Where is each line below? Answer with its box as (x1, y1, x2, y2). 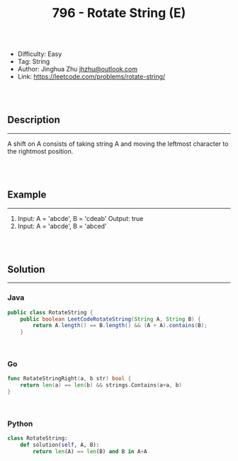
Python (7, 419, 33, 429)
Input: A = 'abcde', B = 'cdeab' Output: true (17, 214, 144, 222)
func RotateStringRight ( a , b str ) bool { (7, 375, 132, 382)
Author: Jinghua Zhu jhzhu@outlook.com (17, 64, 138, 73)
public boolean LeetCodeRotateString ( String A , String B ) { (20, 315, 201, 323)
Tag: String (17, 57, 50, 65)
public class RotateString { (7, 309, 93, 316)
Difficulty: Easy (17, 50, 62, 58)
